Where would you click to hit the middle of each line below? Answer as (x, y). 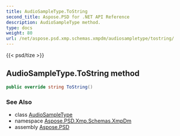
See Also (19, 102)
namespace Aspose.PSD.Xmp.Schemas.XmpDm (73, 121)
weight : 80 (19, 33)
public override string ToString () (50, 87)
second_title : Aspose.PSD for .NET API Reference (68, 17)
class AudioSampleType (43, 114)
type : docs (19, 28)
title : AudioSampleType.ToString (47, 11)
